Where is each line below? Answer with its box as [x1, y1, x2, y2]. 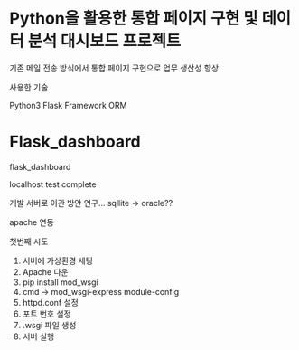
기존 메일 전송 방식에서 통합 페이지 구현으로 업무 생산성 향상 [9, 62, 220, 73]
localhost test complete [9, 178, 97, 190]
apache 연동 [9, 216, 54, 227]
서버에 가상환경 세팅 [22, 255, 93, 266]
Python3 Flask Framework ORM [9, 99, 127, 110]
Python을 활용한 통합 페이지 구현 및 [9, 8, 259, 29]
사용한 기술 [9, 81, 49, 92]
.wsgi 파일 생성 [22, 319, 77, 330]
